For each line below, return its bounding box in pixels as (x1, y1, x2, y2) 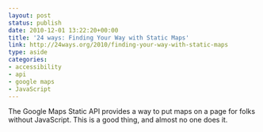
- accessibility (8, 63, 62, 71)
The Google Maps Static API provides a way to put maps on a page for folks (8, 107, 256, 116)
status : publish (8, 19, 62, 27)
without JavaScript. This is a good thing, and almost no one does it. (8, 115, 228, 125)
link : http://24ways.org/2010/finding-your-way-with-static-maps (8, 41, 228, 49)
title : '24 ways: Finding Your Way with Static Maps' (8, 33, 190, 42)
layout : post (8, 11, 51, 20)
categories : (8, 56, 48, 64)
